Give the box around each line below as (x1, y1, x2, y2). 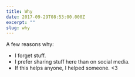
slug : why (6, 24, 31, 31)
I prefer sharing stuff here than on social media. (14, 58, 130, 65)
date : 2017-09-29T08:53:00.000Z (6, 14, 85, 20)
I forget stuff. (14, 52, 46, 59)
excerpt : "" (6, 19, 35, 25)
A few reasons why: (6, 41, 54, 48)
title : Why (6, 8, 33, 15)
